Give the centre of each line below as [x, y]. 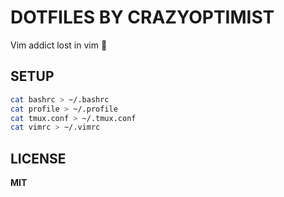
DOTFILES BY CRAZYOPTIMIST [142, 17]
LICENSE [38, 158]
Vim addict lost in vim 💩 [59, 45]
